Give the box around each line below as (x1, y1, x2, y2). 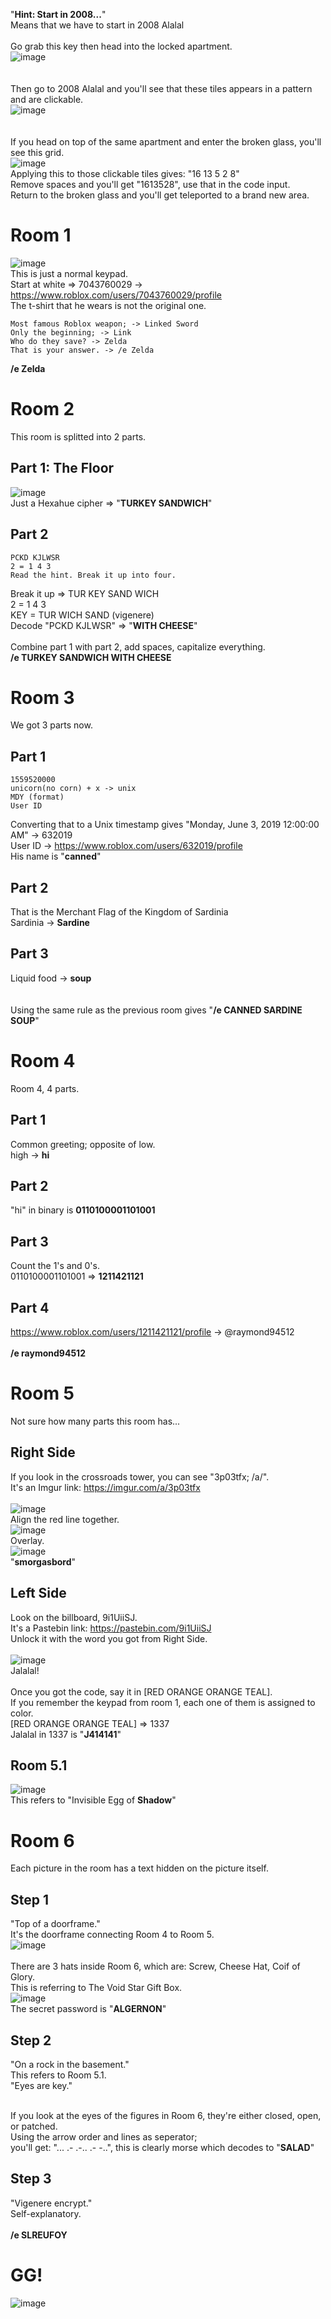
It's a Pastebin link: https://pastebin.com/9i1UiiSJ (10, 1622, 212, 1634)
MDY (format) (10, 792, 65, 803)
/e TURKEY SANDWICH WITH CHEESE (10, 651, 172, 663)
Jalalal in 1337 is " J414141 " (10, 1728, 122, 1740)
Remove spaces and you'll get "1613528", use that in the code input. (10, 179, 291, 190)
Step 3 (10, 2170, 52, 2188)
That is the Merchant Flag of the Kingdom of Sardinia (10, 906, 229, 918)
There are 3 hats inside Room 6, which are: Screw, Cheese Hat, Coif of (10, 1960, 301, 1973)
